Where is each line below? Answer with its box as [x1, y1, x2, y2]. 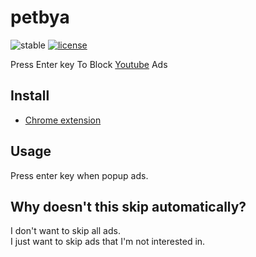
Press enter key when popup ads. [10, 169, 149, 181]
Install [10, 87, 50, 105]
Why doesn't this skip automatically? [10, 198, 247, 215]
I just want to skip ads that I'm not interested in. [10, 236, 206, 248]
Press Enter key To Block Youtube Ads [10, 58, 168, 70]
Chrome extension [24, 114, 102, 126]
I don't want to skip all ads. [10, 225, 121, 237]
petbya [10, 6, 70, 29]
